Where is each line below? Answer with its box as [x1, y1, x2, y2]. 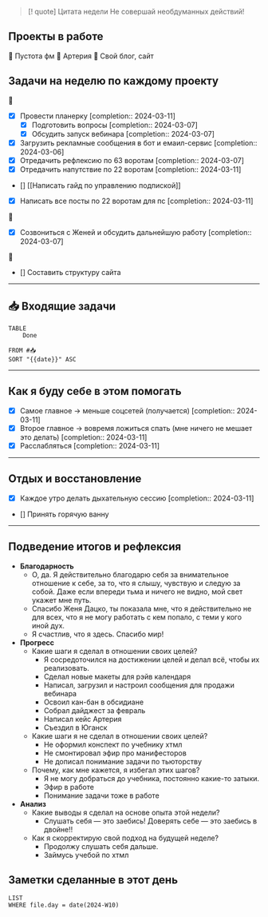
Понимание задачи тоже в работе [43, 791, 160, 800]
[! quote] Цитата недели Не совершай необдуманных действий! [27, 7, 245, 16]
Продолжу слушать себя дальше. [43, 841, 159, 851]
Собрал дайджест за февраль [43, 705, 146, 715]
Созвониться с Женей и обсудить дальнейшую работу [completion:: [19, 228, 252, 237]
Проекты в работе [8, 30, 104, 43]
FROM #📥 [8, 346, 37, 354]
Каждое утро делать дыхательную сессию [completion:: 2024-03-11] [19, 493, 254, 503]
